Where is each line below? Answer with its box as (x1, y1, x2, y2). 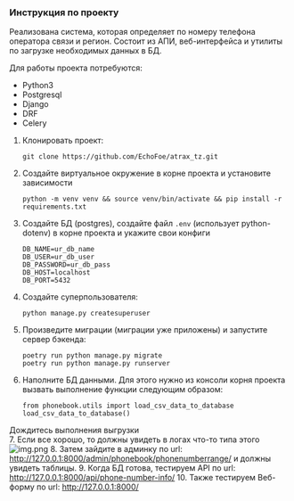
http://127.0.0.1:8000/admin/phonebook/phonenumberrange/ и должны (9, 453, 272, 464)
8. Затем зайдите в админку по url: (50, 444, 183, 455)
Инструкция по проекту (9, 6, 119, 19)
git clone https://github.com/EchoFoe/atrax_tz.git (21, 152, 218, 161)
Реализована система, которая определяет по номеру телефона (9, 27, 256, 37)
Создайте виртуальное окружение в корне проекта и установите (21, 168, 272, 179)
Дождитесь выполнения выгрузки (9, 425, 140, 436)
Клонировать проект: (21, 136, 104, 146)
